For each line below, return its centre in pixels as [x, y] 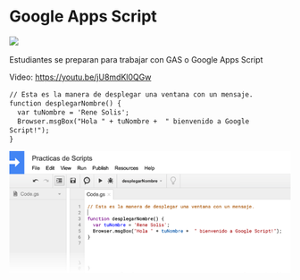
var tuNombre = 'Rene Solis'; [73, 112]
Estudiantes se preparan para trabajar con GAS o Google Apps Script [136, 59]
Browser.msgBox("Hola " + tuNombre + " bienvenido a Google [133, 121]
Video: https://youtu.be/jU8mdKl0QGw [80, 77]
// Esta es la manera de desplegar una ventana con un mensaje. [131, 94]
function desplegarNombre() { [66, 103]
